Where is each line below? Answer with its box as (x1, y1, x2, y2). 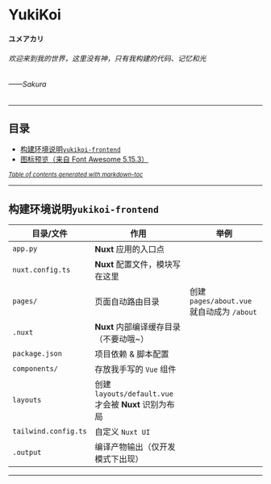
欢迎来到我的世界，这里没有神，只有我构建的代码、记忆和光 (8, 54, 206, 64)
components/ (12, 365, 59, 373)
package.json (12, 349, 63, 358)
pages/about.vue (189, 297, 252, 306)
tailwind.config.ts (12, 427, 87, 436)
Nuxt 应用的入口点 (94, 244, 165, 255)
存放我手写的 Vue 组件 (94, 364, 177, 375)
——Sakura (8, 79, 47, 89)
